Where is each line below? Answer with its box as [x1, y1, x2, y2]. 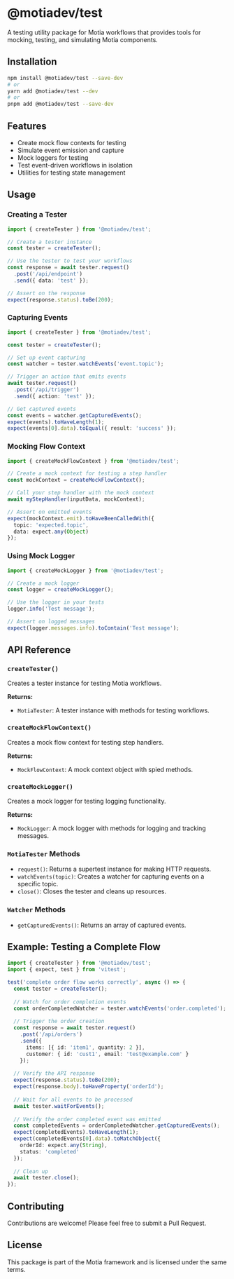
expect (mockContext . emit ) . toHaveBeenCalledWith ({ [7, 515, 155, 522]
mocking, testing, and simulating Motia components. [7, 35, 159, 43]
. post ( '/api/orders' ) [20, 1031, 82, 1038]
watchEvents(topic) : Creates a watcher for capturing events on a [17, 872, 205, 881]
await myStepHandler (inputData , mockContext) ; [7, 496, 145, 503]
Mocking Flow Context [7, 442, 86, 452]
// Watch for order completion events [13, 998, 127, 1006]
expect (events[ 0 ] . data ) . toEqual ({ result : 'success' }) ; [7, 425, 177, 432]
